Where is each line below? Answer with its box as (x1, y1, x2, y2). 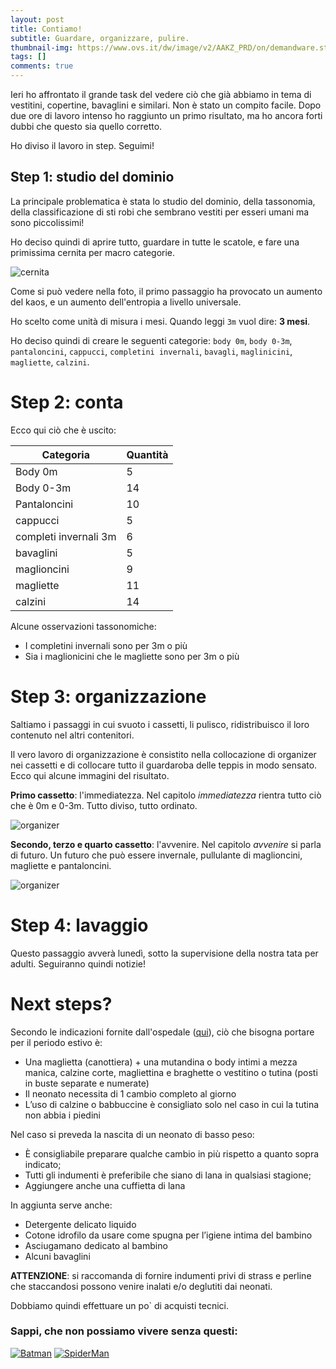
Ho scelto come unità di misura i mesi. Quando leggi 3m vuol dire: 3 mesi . (10, 315, 311, 327)
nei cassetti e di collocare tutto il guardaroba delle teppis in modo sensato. (10, 759, 318, 771)
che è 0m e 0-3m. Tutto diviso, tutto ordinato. (10, 799, 198, 811)
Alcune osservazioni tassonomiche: (10, 620, 157, 632)
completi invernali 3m (15, 529, 117, 543)
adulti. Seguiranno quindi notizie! (10, 957, 147, 970)
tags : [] (10, 52, 47, 62)
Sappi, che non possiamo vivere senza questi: (10, 1324, 238, 1338)
